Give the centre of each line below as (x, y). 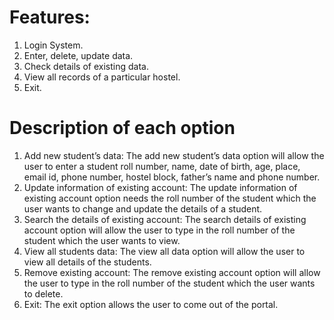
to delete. (43, 293)
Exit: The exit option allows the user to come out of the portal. (151, 304)
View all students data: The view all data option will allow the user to (164, 251)
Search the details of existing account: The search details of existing (165, 219)
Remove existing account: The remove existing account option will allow (172, 272)
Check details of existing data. (86, 66)
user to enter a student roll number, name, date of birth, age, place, (162, 166)
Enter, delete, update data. (78, 55)
